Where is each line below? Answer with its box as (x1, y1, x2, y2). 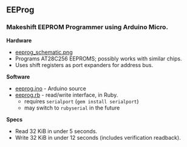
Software (6, 73, 30, 80)
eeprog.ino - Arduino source (15, 85, 86, 92)
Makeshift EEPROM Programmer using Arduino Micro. (6, 23, 169, 31)
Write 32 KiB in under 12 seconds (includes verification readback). (15, 134, 181, 141)
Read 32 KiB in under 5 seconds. (15, 127, 98, 135)
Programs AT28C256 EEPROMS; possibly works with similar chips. (15, 54, 182, 62)
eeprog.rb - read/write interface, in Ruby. (15, 91, 118, 99)
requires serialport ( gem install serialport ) (24, 97, 139, 105)
